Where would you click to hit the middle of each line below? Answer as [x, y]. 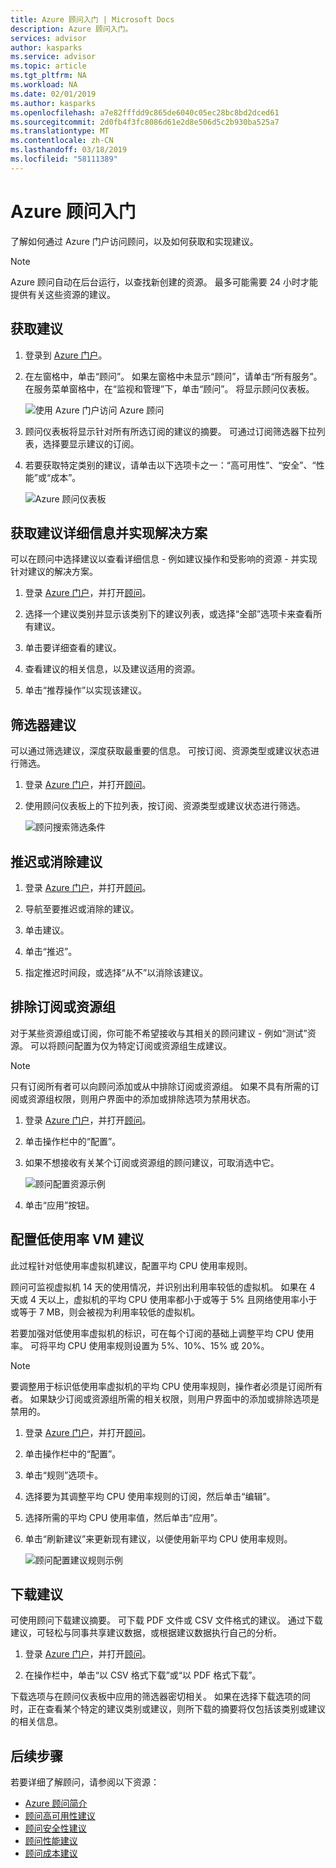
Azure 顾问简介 [56, 1803]
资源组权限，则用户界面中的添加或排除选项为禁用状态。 [141, 1098]
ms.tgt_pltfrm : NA [48, 76]
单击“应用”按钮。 [59, 1205]
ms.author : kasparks [53, 103]
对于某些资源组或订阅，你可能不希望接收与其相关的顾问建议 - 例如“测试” [159, 1033]
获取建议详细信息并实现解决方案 [109, 532]
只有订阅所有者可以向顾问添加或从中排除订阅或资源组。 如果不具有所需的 [160, 1086]
